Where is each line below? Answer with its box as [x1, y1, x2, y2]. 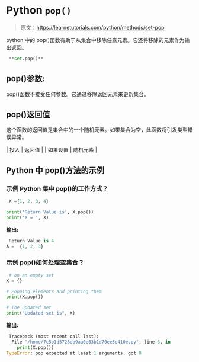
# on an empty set [8, 272, 54, 278]
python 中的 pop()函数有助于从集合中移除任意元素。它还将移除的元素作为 [6, 36, 185, 43]
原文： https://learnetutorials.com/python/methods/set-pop [20, 24, 165, 31]
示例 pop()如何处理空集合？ [6, 258, 85, 267]
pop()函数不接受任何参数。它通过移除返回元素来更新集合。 [6, 90, 149, 98]
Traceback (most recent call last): [8, 334, 99, 339]
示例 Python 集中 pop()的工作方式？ [6, 184, 108, 193]
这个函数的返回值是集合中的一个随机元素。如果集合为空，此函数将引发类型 [6, 126, 188, 133]
